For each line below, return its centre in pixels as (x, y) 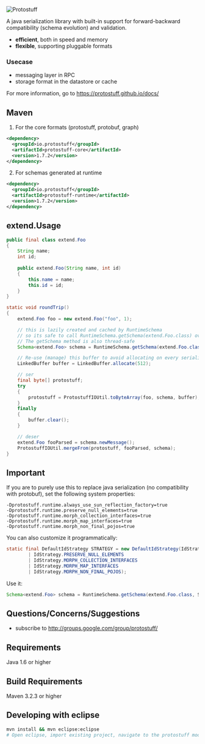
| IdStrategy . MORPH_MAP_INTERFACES (74, 566)
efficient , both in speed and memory (62, 39)
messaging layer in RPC (45, 75)
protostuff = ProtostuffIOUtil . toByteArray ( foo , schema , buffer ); (114, 397)
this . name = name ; (52, 280)
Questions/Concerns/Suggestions (73, 613)
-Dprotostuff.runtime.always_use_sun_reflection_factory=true (87, 505)
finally (27, 409)
